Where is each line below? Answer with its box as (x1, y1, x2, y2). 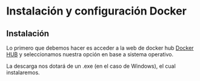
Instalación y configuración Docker (6, 4, 187, 18)
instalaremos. (6, 69, 41, 76)
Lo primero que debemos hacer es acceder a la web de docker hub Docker (6, 44, 194, 51)
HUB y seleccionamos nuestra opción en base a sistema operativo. (6, 51, 174, 58)
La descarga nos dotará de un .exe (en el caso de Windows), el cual (6, 62, 176, 70)
